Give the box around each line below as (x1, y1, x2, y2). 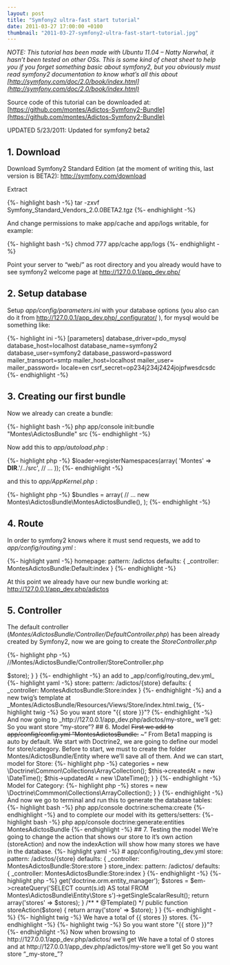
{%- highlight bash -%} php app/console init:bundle (7, 422, 155, 431)
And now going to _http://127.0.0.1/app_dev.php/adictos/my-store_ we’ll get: (7, 715, 222, 724)
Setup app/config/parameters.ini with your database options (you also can (7, 306, 219, 314)
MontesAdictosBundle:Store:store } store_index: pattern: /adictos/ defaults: (7, 862, 220, 871)
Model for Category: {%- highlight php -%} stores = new (7, 782, 168, 790)
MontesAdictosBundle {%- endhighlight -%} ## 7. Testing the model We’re (7, 825, 219, 834)
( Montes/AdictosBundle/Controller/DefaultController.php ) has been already (7, 630, 220, 638)
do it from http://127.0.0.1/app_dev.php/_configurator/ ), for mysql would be (7, 313, 219, 321)
